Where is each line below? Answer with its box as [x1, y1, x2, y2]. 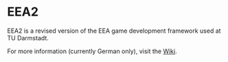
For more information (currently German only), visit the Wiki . [7, 47, 177, 55]
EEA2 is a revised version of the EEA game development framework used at [7, 27, 221, 35]
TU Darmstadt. [7, 33, 49, 42]
